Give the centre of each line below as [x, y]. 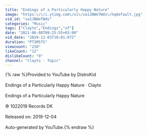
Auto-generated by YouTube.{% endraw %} [50, 128]
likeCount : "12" [22, 51]
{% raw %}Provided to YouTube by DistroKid [51, 74]
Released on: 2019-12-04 [31, 117]
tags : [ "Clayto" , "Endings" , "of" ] [40, 28]
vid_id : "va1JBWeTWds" [28, 19]
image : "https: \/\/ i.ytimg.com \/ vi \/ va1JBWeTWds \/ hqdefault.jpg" [74, 14]
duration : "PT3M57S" [26, 42]
